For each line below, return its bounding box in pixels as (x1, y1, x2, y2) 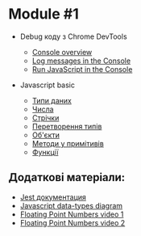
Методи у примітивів (31, 138, 105, 148)
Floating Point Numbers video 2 (19, 217, 126, 227)
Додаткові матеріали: (8, 171, 126, 184)
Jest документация (19, 192, 87, 202)
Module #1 (8, 5, 79, 23)
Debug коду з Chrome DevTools (19, 32, 127, 41)
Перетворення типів (31, 121, 102, 131)
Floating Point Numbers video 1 (19, 209, 124, 219)
